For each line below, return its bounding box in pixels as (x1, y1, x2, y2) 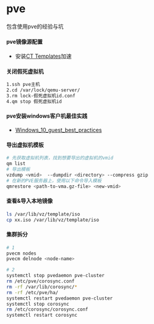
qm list (6, 161, 26, 167)
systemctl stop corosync (6, 301, 69, 307)
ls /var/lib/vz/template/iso (6, 211, 80, 217)
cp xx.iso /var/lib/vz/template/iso (6, 217, 99, 223)
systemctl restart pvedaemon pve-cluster (6, 295, 113, 301)
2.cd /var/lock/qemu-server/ (6, 87, 80, 93)
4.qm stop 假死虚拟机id (6, 98, 62, 105)
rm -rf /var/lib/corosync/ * (6, 284, 78, 290)
